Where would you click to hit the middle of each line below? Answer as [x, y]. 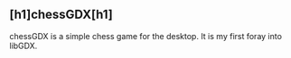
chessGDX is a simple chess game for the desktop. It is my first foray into [146, 36]
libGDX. [23, 46]
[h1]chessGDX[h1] [61, 15]
